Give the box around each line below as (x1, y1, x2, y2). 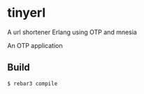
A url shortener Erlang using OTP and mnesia (7, 28, 138, 36)
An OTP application (7, 41, 63, 49)
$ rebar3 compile (7, 80, 58, 87)
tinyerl (7, 5, 46, 21)
